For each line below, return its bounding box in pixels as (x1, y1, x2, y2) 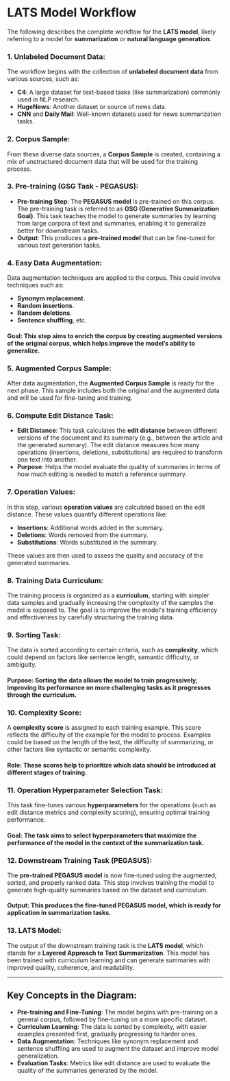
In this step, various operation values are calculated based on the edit (7, 503, 205, 511)
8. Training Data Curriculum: (7, 575, 104, 585)
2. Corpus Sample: (7, 134, 71, 144)
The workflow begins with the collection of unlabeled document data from (7, 67, 219, 76)
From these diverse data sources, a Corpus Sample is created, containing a (7, 150, 221, 158)
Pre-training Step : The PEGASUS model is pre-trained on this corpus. (16, 197, 216, 205)
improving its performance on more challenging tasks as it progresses (7, 683, 211, 691)
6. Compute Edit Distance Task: (7, 410, 114, 420)
